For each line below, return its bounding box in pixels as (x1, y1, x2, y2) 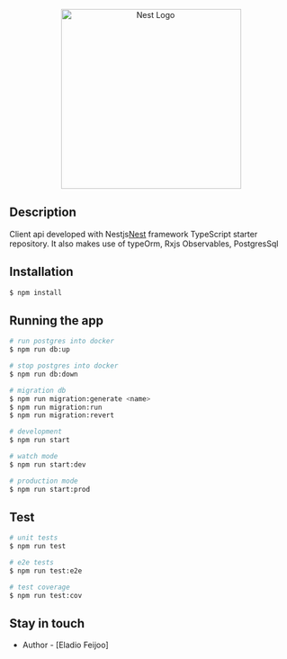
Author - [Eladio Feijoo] (22, 639, 110, 651)
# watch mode (9, 452, 58, 461)
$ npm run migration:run (9, 403, 103, 412)
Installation (9, 264, 74, 280)
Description (9, 205, 76, 220)
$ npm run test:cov (9, 591, 83, 600)
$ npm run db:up (9, 345, 70, 354)
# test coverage (9, 583, 70, 592)
